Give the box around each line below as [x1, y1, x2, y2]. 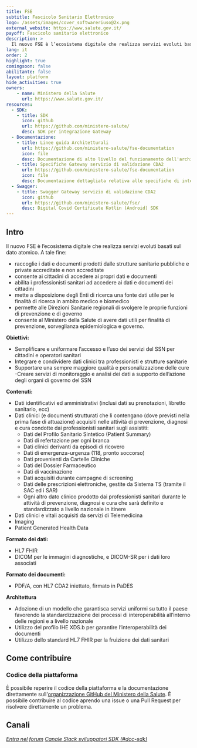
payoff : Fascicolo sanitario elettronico [6, 31, 109, 36]
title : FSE [6, 8, 33, 15]
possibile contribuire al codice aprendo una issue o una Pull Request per [6, 697, 181, 704]
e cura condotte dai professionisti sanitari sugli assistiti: [14, 424, 149, 431]
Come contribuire [6, 653, 72, 663]
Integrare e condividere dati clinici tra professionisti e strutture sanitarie [14, 358, 188, 365]
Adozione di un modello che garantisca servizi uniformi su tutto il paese [14, 605, 188, 612]
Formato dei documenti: [6, 571, 66, 578]
